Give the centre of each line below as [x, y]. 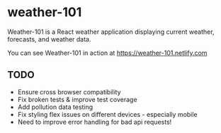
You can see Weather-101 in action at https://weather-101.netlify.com [107, 53]
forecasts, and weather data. [49, 39]
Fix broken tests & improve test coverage [77, 99]
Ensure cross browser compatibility [69, 91]
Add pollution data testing [55, 107]
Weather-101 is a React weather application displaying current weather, [111, 32]
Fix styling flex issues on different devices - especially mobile [107, 114]
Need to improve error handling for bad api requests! [95, 122]
